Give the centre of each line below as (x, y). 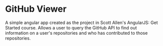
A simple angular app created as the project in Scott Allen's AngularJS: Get (81, 23)
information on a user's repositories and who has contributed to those (76, 33)
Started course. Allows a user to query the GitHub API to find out (71, 27)
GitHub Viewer (36, 9)
